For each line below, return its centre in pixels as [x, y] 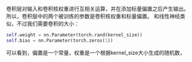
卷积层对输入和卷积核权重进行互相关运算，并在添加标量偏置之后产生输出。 [97, 9]
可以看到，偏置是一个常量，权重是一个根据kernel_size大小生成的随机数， [96, 52]
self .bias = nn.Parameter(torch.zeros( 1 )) [60, 41]
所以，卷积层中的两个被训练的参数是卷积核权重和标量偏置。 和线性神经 [93, 16]
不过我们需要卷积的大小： [48, 24]
